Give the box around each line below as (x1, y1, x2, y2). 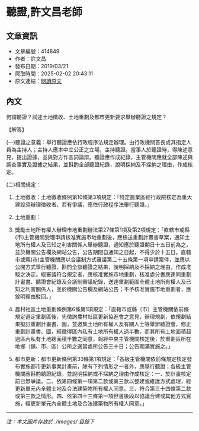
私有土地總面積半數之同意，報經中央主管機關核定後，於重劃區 (30, 335, 181, 342)
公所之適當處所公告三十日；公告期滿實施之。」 (61, 343, 174, 350)
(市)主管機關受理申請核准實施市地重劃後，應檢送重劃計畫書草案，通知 (14, 233, 185, 240)
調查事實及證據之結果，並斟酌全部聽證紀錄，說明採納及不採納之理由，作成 (6, 161, 188, 168)
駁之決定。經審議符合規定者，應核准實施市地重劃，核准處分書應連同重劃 (14, 271, 191, 278)
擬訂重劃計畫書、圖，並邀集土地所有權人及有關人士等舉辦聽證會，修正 (20, 320, 191, 327)
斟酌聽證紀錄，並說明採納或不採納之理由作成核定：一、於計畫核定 (30, 370, 191, 377)
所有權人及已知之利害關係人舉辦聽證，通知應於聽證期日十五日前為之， (20, 241, 191, 248)
